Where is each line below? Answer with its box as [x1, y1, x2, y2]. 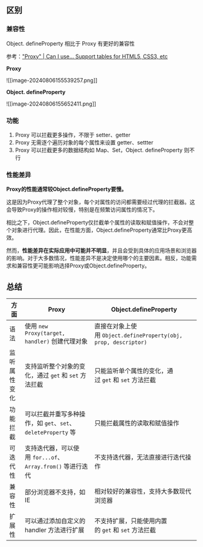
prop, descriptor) [94, 339, 147, 346]
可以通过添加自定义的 [25, 517, 86, 525]
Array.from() [25, 463, 62, 471]
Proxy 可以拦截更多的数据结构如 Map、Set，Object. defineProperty [14, 146, 183, 153]
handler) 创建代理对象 [25, 337, 88, 346]
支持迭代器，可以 [25, 444, 74, 452]
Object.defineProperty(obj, [101, 332, 183, 339]
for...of [32, 454, 57, 461]
